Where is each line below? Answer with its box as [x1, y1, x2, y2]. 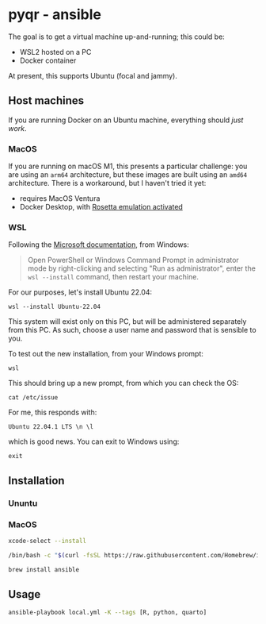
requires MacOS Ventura [19, 194, 101, 203]
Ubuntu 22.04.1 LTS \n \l [8, 423, 93, 431]
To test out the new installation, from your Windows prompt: [8, 349, 204, 359]
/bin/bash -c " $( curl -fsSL [8, 551, 101, 559]
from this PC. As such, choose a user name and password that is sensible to [8, 325, 256, 335]
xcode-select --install [8, 537, 87, 545]
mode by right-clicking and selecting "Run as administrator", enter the [27, 264, 256, 273]
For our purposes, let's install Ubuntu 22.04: [8, 287, 153, 297]
